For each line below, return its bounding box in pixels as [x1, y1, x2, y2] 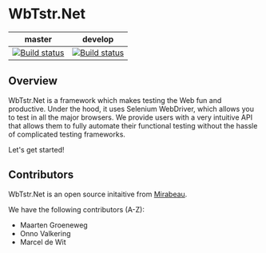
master [24, 34, 53, 45]
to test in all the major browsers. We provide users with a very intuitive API [8, 113, 253, 122]
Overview [8, 74, 58, 88]
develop [82, 34, 114, 45]
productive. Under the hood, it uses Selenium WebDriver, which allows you [8, 104, 254, 113]
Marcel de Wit [19, 237, 66, 247]
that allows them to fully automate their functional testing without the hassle [8, 121, 258, 130]
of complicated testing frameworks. [8, 129, 126, 139]
